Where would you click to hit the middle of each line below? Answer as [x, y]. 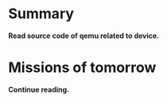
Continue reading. [39, 89]
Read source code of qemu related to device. [84, 36]
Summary [41, 14]
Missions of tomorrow [82, 68]
